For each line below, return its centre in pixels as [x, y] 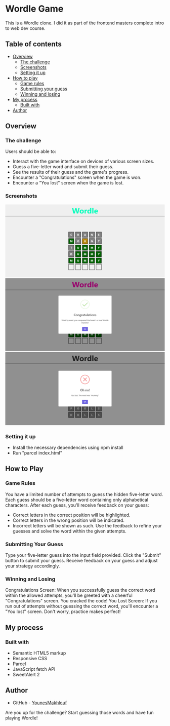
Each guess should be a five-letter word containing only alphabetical [77, 500]
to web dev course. [25, 28]
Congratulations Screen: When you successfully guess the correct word [80, 590]
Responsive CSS [30, 659]
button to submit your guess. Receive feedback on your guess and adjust [81, 561]
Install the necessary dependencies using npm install [68, 448]
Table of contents [33, 44]
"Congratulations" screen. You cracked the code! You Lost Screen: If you [81, 601]
